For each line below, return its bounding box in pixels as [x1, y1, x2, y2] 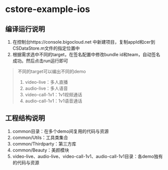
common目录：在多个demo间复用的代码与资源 [12, 128, 109, 134]
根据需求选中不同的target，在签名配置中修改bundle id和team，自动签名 [12, 52, 160, 57]
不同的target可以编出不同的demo [17, 69, 87, 74]
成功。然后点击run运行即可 [12, 58, 68, 64]
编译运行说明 [5, 25, 45, 33]
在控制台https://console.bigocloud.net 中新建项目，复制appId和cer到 [12, 39, 155, 45]
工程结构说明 [5, 114, 45, 122]
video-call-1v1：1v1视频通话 [25, 92, 82, 97]
